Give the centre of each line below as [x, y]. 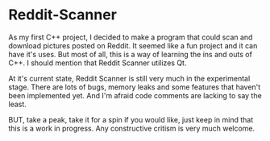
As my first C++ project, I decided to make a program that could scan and [131, 37]
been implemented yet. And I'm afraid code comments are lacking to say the [135, 95]
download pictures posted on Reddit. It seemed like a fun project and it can [133, 45]
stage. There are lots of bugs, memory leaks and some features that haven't [135, 87]
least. [17, 104]
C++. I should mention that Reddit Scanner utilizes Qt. [98, 63]
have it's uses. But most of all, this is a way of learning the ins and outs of [130, 54]
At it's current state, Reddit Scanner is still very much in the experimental [129, 78]
